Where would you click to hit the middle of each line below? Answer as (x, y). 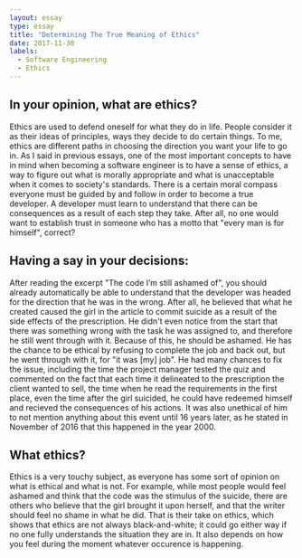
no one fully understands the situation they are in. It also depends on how (146, 534)
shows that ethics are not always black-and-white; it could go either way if (148, 525)
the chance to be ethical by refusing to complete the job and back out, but (147, 350)
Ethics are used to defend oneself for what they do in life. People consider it (151, 127)
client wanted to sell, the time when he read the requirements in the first (143, 388)
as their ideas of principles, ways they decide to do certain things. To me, (146, 136)
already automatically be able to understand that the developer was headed (150, 292)
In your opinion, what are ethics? (103, 105)
